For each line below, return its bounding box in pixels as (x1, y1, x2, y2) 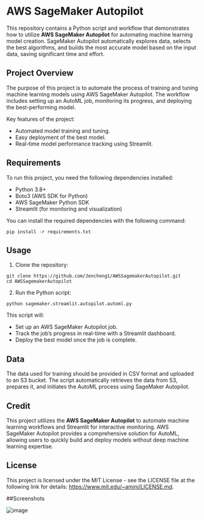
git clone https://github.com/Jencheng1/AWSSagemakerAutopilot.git (6, 273, 181, 279)
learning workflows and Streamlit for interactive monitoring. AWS (6, 423, 169, 430)
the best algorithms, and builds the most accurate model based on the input (6, 44, 197, 51)
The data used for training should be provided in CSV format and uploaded (6, 370, 194, 378)
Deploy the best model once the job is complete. (15, 336, 137, 343)
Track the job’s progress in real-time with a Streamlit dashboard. (15, 330, 177, 337)
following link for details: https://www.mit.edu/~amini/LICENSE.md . (6, 483, 174, 490)
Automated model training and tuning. (15, 127, 111, 135)
